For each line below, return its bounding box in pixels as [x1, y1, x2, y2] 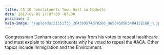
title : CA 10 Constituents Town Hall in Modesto [5, 7, 106, 12]
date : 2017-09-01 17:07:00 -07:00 [5, 12, 76, 17]
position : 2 [5, 16, 29, 21]
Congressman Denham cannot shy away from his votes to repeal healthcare [5, 34, 158, 40]
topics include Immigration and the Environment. [5, 44, 102, 50]
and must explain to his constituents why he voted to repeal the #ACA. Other [5, 39, 159, 45]
